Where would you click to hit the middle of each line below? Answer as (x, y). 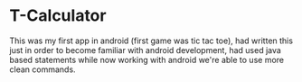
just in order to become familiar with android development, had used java (146, 50)
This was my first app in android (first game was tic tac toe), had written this (151, 41)
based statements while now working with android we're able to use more (147, 59)
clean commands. (42, 69)
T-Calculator (58, 16)
